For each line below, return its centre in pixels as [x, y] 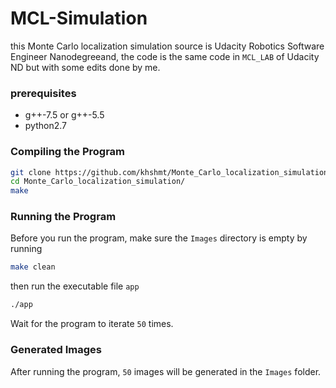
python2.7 [45, 126]
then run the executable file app [75, 286]
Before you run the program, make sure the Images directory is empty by [159, 238]
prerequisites [43, 93]
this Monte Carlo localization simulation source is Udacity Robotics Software [167, 46]
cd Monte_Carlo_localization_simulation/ [98, 182]
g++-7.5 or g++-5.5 [64, 115]
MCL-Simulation [79, 18]
